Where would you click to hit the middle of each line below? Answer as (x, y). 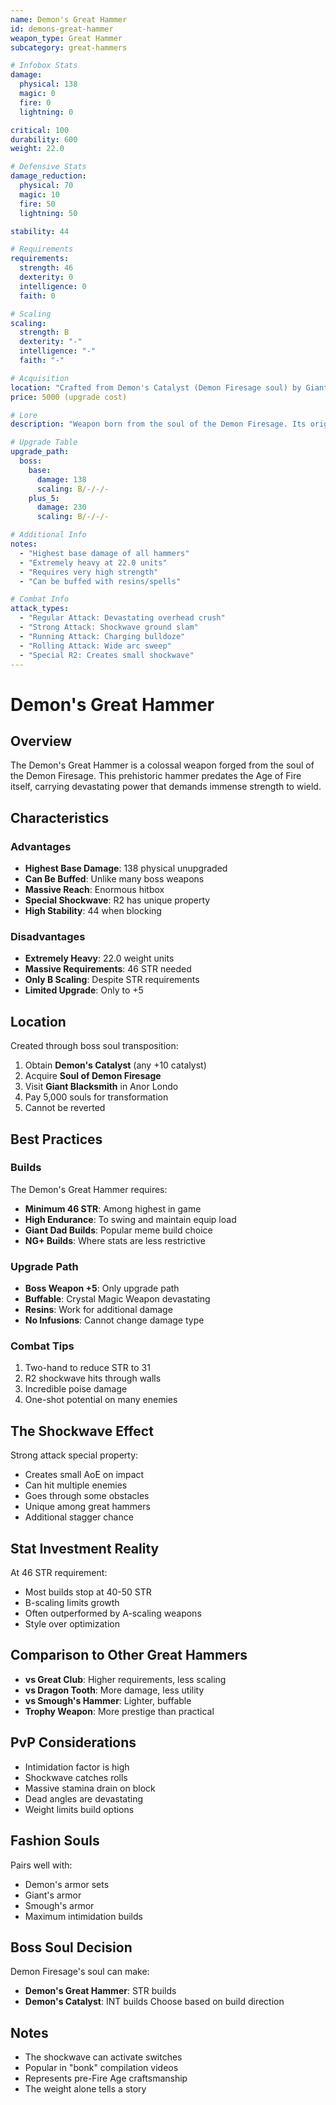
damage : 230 (61, 507)
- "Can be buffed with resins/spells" (100, 581)
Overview (41, 741)
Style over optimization (72, 1624)
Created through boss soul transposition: (94, 1046)
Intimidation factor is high (77, 1767)
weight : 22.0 (37, 149)
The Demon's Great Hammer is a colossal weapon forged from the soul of (162, 765)
